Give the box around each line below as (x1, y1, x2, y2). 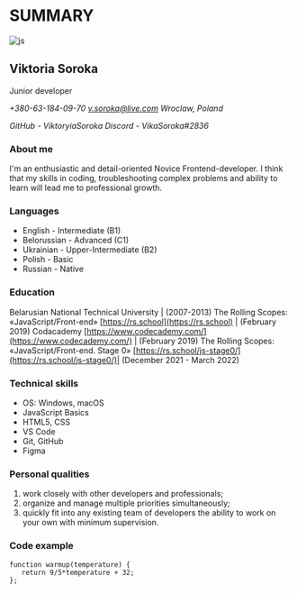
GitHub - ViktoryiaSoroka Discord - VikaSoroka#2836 (9, 120, 210, 131)
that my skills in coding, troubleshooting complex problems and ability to (9, 173, 278, 184)
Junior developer (9, 85, 73, 96)
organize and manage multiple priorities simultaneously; (22, 497, 231, 509)
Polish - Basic (22, 254, 74, 265)
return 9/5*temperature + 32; (21, 568, 135, 577)
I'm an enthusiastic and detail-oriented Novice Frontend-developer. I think (9, 163, 283, 174)
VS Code (22, 425, 56, 437)
